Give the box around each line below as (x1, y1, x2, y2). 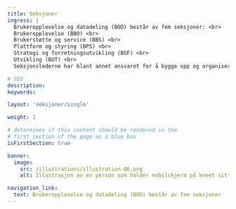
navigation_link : (7, 184, 58, 192)
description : (7, 82, 46, 89)
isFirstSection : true (7, 139, 71, 146)
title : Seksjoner (7, 10, 58, 18)
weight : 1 (7, 114, 37, 121)
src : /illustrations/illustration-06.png (20, 165, 143, 172)
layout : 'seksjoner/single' (7, 101, 90, 108)
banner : (7, 152, 30, 159)
